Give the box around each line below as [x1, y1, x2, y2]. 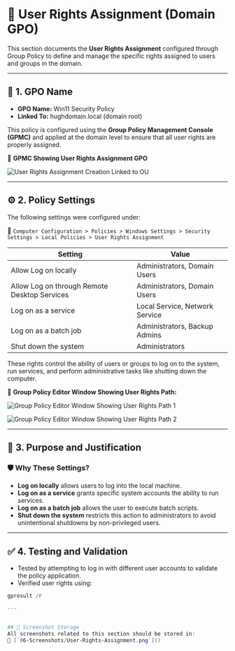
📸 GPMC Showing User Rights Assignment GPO [7, 154, 148, 162]
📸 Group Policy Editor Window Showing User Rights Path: [7, 387, 177, 396]
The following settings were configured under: [7, 213, 141, 221]
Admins [136, 330, 162, 340]
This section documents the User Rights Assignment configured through [7, 44, 219, 52]
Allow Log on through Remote [10, 281, 108, 291]
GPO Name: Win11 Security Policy [17, 104, 115, 113]
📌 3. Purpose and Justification [7, 441, 142, 453]
